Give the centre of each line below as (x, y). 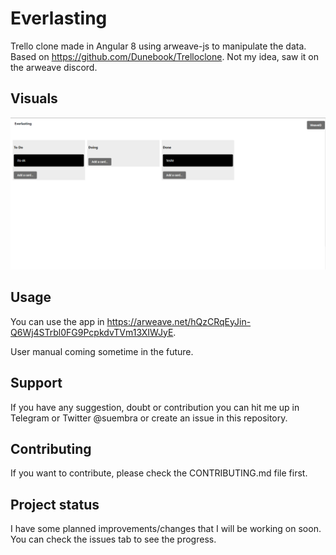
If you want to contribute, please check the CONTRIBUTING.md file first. (159, 473)
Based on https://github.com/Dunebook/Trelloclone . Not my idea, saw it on (164, 56)
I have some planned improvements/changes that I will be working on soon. (166, 529)
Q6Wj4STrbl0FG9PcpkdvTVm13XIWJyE (92, 332)
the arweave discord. (54, 67)
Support (36, 383)
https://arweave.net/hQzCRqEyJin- (179, 321)
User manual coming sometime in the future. (102, 351)
